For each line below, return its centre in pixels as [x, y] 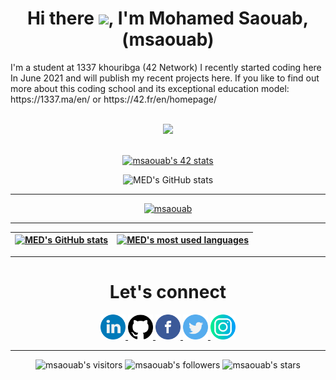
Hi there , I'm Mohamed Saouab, [168, 18]
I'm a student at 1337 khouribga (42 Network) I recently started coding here [166, 67]
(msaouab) [168, 39]
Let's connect [168, 292]
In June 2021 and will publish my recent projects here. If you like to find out [165, 78]
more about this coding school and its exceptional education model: [150, 88]
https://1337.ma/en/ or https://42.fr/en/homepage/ [114, 99]
